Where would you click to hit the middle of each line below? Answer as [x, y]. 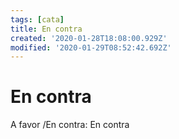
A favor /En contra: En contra [70, 125]
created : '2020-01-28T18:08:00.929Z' [89, 38]
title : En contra [46, 29]
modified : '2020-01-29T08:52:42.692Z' [91, 47]
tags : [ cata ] [37, 19]
